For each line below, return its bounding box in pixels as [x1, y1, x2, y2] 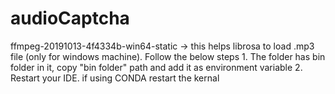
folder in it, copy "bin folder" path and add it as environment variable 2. [10, 61, 303, 73]
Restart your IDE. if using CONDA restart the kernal [10, 72, 220, 84]
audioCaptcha [10, 7, 130, 30]
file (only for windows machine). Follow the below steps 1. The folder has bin [10, 50, 326, 62]
